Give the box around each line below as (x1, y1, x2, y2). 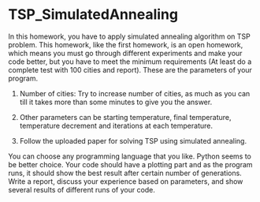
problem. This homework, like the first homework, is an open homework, (8, 39, 243, 49)
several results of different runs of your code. (8, 185, 156, 194)
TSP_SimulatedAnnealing (8, 6, 179, 24)
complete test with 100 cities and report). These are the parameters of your (8, 65, 252, 74)
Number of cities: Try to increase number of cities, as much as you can (19, 88, 251, 98)
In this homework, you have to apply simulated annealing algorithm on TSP (8, 32, 251, 41)
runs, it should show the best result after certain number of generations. (8, 168, 242, 178)
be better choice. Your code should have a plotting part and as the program (8, 159, 254, 169)
